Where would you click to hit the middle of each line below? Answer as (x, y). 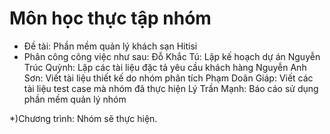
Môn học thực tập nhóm (110, 18)
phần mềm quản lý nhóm (75, 99)
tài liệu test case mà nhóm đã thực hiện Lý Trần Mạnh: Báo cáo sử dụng (171, 88)
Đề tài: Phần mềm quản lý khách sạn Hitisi (110, 46)
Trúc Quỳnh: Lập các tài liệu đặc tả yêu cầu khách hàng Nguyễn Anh (165, 67)
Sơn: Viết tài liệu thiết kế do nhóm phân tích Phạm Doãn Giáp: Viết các (168, 78)
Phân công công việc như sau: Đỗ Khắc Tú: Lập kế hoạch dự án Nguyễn (172, 56)
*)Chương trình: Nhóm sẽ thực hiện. (83, 118)
